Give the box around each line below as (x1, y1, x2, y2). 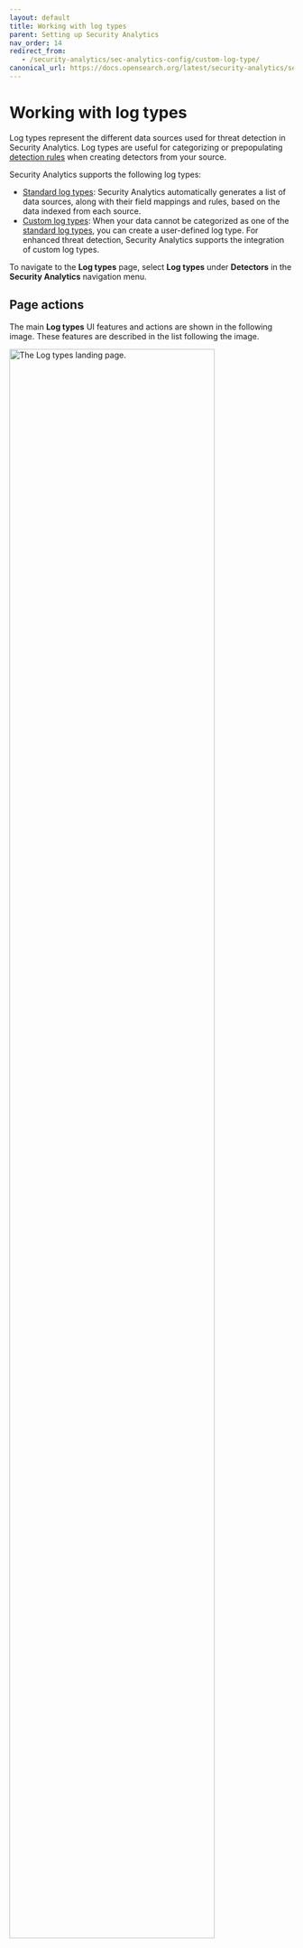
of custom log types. (22, 244, 100, 255)
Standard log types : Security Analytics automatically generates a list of (22, 186, 287, 197)
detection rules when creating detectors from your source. (9, 151, 227, 162)
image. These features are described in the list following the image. (9, 330, 260, 341)
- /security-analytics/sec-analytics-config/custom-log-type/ (21, 55, 260, 64)
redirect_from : (9, 47, 67, 56)
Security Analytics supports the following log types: (9, 169, 201, 180)
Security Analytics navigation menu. (9, 271, 147, 282)
